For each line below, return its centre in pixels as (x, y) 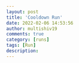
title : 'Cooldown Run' (34, 17)
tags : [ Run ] (21, 46)
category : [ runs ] (28, 40)
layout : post (22, 12)
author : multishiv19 (32, 28)
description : (22, 51)
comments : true (25, 34)
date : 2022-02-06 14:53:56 (40, 23)
